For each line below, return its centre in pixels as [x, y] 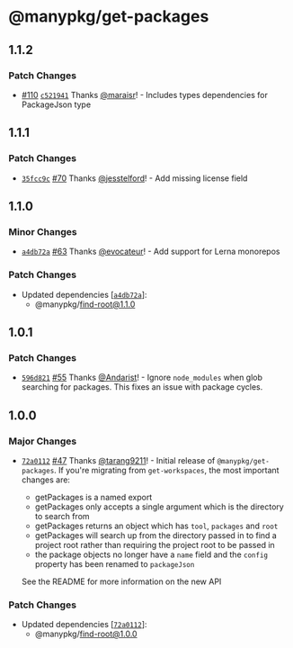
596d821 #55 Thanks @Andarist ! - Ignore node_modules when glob [142, 378]
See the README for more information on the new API [121, 581]
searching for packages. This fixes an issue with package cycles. [142, 387]
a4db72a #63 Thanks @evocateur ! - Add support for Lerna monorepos [151, 252]
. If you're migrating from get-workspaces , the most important [167, 470]
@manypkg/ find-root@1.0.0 [86, 634]
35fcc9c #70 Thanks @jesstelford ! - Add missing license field [134, 178]
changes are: [46, 480]
